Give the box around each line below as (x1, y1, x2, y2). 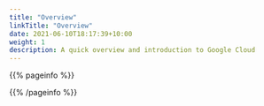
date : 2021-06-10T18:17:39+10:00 (9, 29, 133, 38)
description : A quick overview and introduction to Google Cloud (9, 46, 255, 55)
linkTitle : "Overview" (9, 21, 93, 30)
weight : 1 (9, 37, 46, 47)
